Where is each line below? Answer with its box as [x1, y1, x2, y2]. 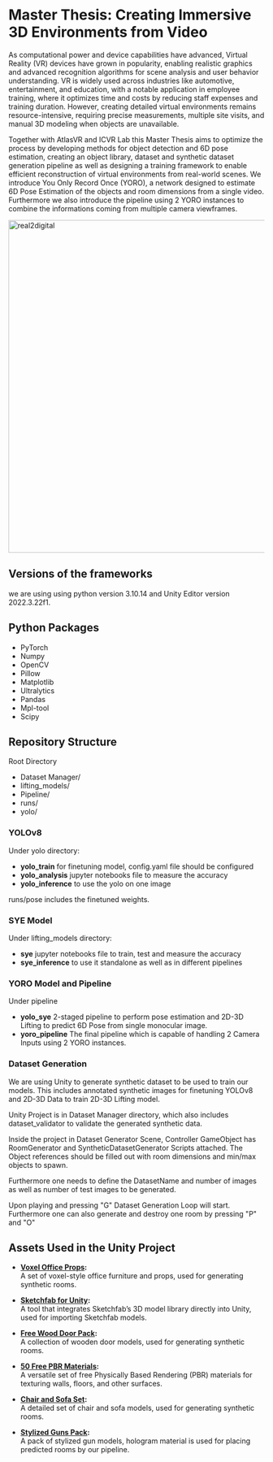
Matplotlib [19, 677, 54, 687]
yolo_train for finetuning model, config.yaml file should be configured [19, 861, 254, 871]
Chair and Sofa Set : [19, 1395, 88, 1404]
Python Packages [8, 621, 100, 635]
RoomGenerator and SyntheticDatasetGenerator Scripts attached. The [8, 1143, 244, 1152]
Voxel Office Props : [19, 1262, 88, 1273]
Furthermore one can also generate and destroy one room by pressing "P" [8, 1208, 258, 1218]
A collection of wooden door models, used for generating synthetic [19, 1337, 245, 1347]
